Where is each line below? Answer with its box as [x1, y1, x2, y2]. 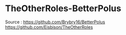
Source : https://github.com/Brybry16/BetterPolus [5, 19, 105, 25]
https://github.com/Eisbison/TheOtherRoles [5, 24, 93, 30]
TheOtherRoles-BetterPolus [5, 3, 122, 14]
